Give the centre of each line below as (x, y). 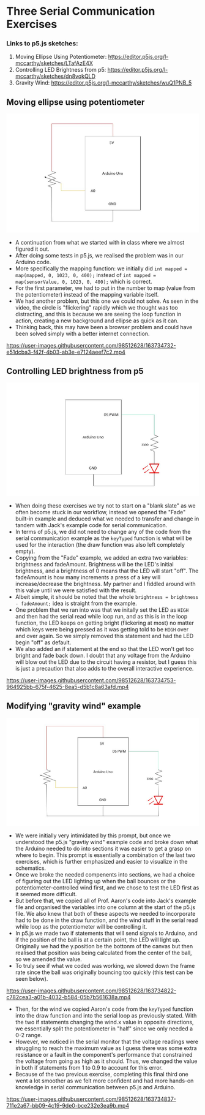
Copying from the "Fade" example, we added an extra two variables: (102, 557)
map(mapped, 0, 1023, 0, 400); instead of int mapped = (85, 275)
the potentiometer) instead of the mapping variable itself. (87, 294)
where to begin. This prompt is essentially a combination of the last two (105, 855)
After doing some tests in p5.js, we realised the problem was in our (99, 255)
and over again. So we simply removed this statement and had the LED (104, 636)
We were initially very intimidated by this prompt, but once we (93, 835)
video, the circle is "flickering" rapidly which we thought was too (97, 307)
